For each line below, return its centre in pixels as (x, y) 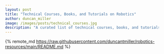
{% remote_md (20, 41)
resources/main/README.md (34, 47)
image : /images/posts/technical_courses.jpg (51, 23)
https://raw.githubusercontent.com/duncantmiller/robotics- (95, 41)
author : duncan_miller (28, 18)
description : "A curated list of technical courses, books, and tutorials (83, 28)
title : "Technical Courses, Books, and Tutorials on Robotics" (71, 14)
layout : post (18, 9)
